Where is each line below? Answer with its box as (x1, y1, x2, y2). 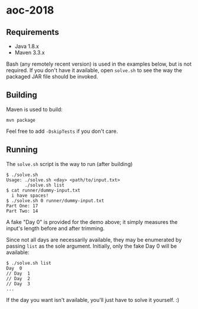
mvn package (6, 117, 35, 123)
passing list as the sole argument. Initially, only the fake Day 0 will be (6, 242, 177, 249)
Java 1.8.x (14, 43, 40, 50)
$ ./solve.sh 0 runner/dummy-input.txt (6, 197, 105, 204)
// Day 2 (6, 275, 31, 281)
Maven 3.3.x (14, 49, 46, 56)
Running (6, 145, 38, 155)
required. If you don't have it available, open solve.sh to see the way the (6, 67, 182, 74)
